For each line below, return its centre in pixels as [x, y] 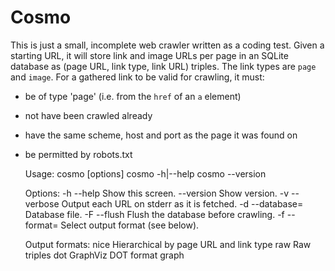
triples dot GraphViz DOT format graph [104, 255]
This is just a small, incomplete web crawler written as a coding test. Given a [167, 45]
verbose [42, 203]
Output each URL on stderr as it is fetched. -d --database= [182, 203]
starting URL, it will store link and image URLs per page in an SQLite [149, 55]
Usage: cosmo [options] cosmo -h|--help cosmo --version [145, 173]
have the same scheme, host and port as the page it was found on [161, 135]
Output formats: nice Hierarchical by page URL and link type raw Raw [168, 244]
